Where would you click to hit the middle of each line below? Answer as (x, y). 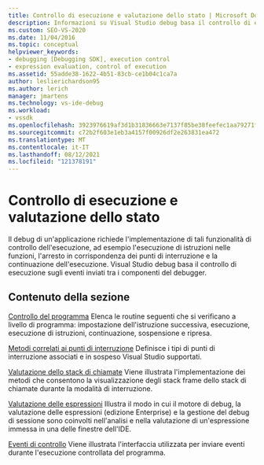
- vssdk (21, 118)
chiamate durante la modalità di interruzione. (81, 388)
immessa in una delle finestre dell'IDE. (70, 429)
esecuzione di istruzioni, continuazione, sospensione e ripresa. (110, 333)
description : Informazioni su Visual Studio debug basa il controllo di (130, 23)
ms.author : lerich (38, 89)
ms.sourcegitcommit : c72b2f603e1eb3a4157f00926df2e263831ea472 (114, 132)
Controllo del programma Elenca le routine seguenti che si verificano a (122, 316)
